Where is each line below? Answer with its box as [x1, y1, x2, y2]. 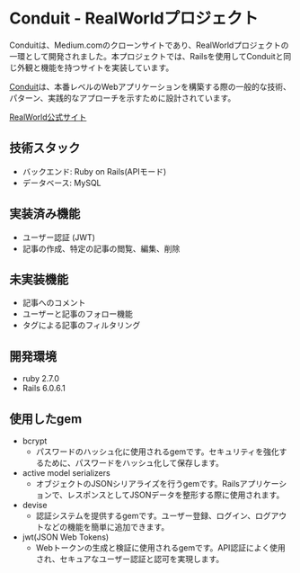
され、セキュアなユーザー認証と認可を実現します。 [35, 554, 225, 564]
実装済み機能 [9, 206, 81, 221]
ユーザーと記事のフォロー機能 [22, 309, 133, 319]
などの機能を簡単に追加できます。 [43, 522, 170, 532]
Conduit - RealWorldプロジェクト [9, 8, 259, 29]
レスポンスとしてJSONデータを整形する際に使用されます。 [66, 489, 285, 500]
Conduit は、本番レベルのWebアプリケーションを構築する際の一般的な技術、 [9, 81, 292, 92]
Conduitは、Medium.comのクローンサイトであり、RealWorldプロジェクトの [9, 40, 289, 50]
